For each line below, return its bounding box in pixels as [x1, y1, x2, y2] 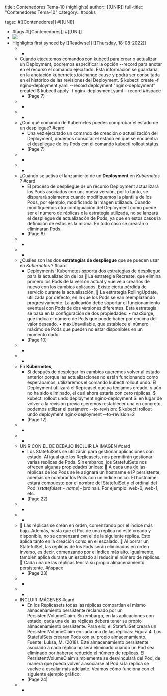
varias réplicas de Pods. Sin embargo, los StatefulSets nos [27, 459, 147, 464]
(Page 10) [27, 337, 47, 343]
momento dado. [27, 332, 60, 337]
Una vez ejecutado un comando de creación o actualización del [27, 130, 158, 136]
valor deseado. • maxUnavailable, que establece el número [27, 321, 149, 327]
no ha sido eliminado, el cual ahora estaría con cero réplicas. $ [27, 390, 156, 396]
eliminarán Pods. [27, 226, 62, 232]
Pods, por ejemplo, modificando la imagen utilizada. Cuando [27, 199, 151, 205]
